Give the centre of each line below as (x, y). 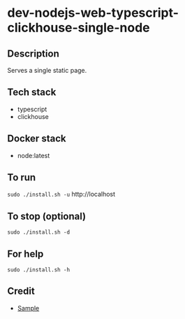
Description (33, 54)
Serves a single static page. (47, 70)
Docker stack (37, 139)
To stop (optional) (46, 216)
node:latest (34, 155)
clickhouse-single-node (79, 28)
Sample (28, 308)
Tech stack (32, 92)
